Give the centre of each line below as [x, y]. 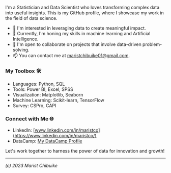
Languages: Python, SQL [39, 84]
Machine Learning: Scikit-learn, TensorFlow [58, 100]
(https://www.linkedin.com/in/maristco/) [54, 135]
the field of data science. [31, 18]
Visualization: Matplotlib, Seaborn [48, 95]
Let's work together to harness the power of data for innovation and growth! [85, 151]
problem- [152, 44]
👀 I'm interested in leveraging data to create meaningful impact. [79, 28]
